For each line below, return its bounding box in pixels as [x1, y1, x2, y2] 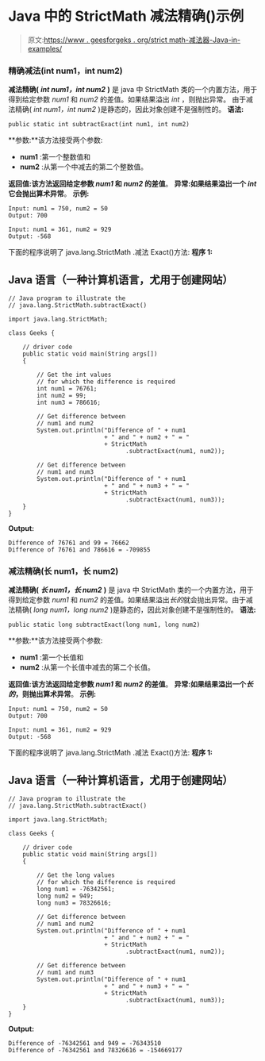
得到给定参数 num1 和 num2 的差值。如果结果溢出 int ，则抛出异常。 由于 [8, 94, 247, 104]
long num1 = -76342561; [36, 886, 115, 894]
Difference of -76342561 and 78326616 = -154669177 [8, 1047, 182, 1055]
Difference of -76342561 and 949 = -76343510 [8, 1040, 161, 1048]
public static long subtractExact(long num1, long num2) [8, 621, 201, 629]
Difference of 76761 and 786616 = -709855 [8, 546, 151, 554]
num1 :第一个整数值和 [19, 152, 91, 162]
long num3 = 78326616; [36, 899, 112, 907]
